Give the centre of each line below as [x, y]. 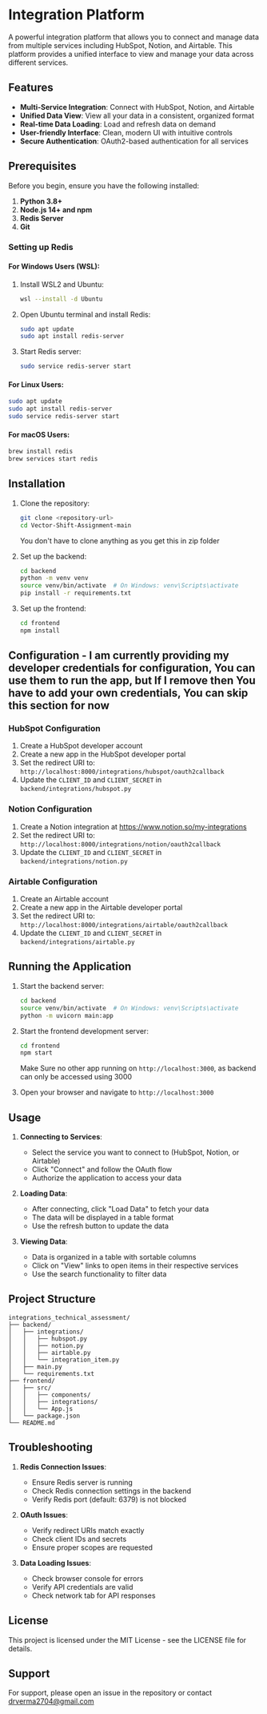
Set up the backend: [53, 556]
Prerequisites [42, 166]
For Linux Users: [36, 384]
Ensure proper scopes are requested [92, 1547]
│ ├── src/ [30, 1388]
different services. [38, 63]
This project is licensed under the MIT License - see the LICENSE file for [127, 1639]
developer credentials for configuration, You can [132, 668]
